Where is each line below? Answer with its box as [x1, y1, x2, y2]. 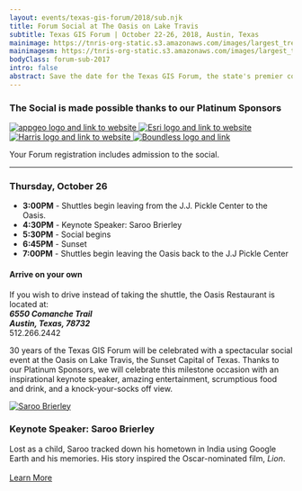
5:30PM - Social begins [22, 229, 111, 240]
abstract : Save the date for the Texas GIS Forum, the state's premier [9, 72, 283, 81]
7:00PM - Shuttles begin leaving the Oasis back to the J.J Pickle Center [22, 249, 289, 259]
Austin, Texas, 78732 [9, 317, 91, 329]
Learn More [9, 472, 53, 483]
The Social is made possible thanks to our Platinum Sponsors [9, 101, 281, 114]
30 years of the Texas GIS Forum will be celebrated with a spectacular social [9, 344, 293, 356]
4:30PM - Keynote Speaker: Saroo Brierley [22, 220, 182, 231]
